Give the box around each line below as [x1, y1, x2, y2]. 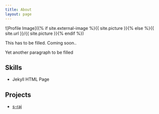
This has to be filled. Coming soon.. [5, 40, 77, 46]
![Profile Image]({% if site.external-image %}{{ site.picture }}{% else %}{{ [5, 25, 155, 31]
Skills [5, 63, 22, 71]
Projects [5, 91, 31, 99]
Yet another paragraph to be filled [5, 49, 74, 55]
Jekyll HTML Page [12, 76, 50, 82]
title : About [5, 7, 32, 12]
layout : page [5, 12, 32, 17]
